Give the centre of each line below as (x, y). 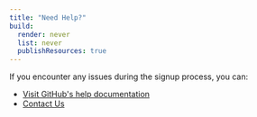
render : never (44, 34)
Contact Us (43, 103)
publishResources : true (62, 51)
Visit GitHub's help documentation (86, 94)
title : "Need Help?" (48, 18)
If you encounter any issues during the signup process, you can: (129, 76)
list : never (40, 43)
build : (22, 26)
